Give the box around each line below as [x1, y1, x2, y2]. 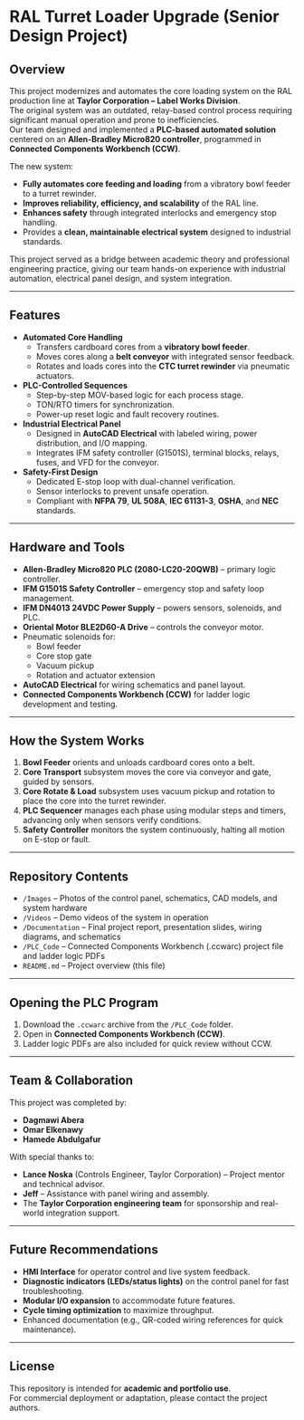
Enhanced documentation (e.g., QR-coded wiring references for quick [22, 1314, 283, 1325]
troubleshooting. [22, 1285, 84, 1296]
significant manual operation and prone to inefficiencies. [9, 115, 220, 125]
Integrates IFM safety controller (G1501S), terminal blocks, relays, [35, 446, 280, 458]
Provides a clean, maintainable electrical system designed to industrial [22, 226, 291, 237]
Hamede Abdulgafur [22, 1134, 101, 1145]
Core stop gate [35, 650, 92, 661]
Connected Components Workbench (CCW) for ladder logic [22, 688, 251, 699]
